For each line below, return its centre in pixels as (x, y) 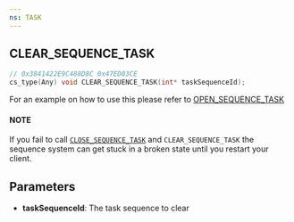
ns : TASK (25, 17)
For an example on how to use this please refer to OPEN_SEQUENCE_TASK (147, 100)
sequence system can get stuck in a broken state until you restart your (139, 149)
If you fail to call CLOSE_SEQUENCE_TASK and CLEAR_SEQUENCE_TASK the (132, 140)
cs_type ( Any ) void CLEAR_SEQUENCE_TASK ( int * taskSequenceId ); (127, 82)
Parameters (42, 187)
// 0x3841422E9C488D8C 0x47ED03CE (74, 74)
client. (21, 159)
